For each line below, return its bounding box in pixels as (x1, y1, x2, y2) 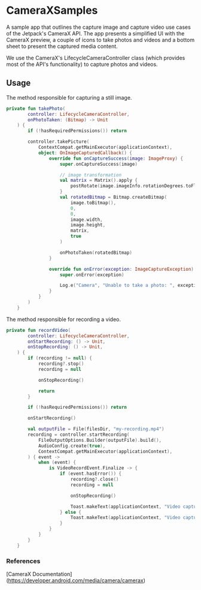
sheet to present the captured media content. (6, 43, 118, 50)
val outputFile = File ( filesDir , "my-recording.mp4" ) (28, 426, 165, 432)
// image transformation (59, 172, 121, 178)
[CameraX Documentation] (6, 570, 72, 577)
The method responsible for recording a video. (6, 316, 121, 323)
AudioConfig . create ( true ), (38, 442, 106, 449)
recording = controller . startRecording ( (28, 432, 130, 438)
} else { (59, 509, 82, 515)
